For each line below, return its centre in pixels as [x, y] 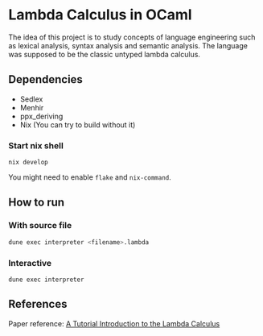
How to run [37, 203]
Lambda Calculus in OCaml [100, 15]
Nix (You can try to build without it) [78, 124]
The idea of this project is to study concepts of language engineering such [132, 37]
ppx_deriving [41, 116]
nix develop [28, 163]
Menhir [32, 107]
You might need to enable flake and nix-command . [90, 177]
